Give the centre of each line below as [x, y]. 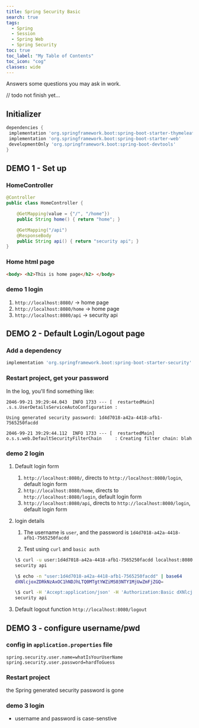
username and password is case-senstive [66, 718]
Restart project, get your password [57, 378]
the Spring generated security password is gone [65, 691]
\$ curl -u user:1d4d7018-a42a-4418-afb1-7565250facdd [84, 560]
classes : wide [24, 67]
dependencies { [25, 128]
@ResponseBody [34, 235]
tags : [13, 23]
